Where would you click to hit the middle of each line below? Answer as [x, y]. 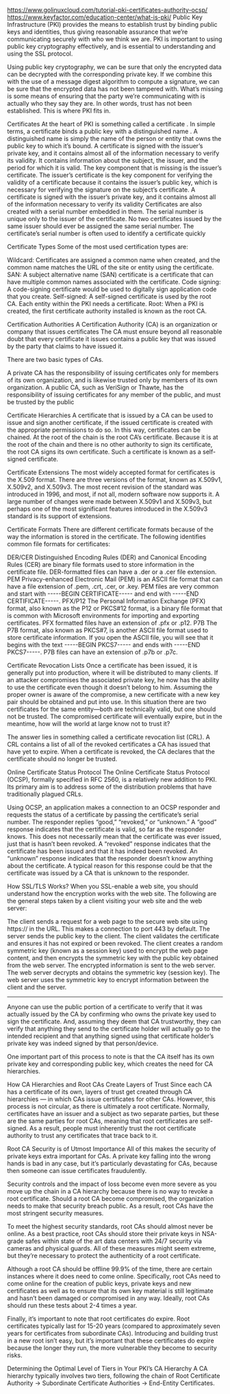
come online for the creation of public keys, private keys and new [99, 1283]
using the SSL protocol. [40, 54]
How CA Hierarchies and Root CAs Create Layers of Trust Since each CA [110, 1084]
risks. [15, 1355]
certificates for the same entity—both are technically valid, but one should [112, 709]
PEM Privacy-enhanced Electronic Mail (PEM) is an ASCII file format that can [115, 579]
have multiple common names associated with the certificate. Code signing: [114, 282]
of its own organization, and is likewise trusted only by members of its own [112, 380]
